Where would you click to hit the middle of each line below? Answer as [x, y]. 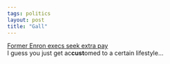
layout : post [26, 20]
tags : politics [29, 13]
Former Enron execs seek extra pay [58, 46]
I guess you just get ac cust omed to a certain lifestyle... [85, 53]
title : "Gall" [28, 26]
